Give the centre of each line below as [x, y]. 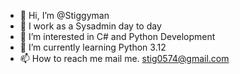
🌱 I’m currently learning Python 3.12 [93, 47]
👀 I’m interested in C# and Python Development [117, 36]
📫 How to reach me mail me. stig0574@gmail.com [124, 58]
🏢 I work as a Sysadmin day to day [90, 26]
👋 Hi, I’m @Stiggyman [64, 15]
